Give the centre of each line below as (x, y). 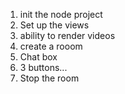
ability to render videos (67, 35)
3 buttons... (43, 67)
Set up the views (54, 25)
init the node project (61, 14)
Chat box (38, 57)
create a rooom (51, 46)
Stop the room (49, 78)
